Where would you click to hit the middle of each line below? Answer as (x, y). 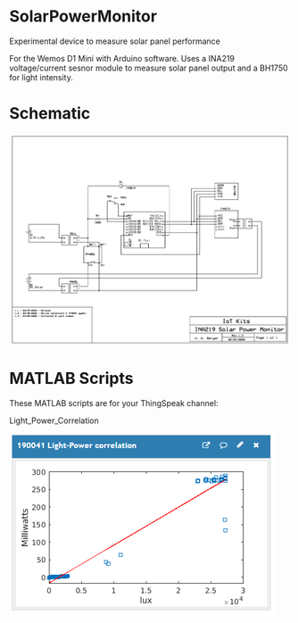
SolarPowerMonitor (83, 17)
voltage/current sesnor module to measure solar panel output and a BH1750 (149, 68)
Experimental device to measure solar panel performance (115, 41)
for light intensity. (41, 77)
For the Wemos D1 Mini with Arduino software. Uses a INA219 (122, 58)
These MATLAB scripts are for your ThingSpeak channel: (114, 403)
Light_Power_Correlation (54, 420)
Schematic (50, 114)
